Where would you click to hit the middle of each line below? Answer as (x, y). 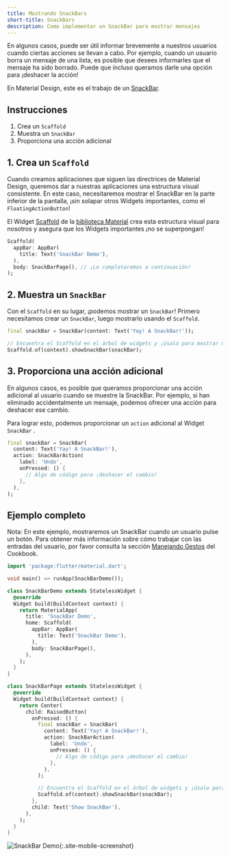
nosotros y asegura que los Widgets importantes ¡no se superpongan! (106, 229)
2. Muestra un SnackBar (57, 295)
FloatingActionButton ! (39, 208)
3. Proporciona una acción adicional (85, 371)
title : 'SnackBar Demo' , (61, 616)
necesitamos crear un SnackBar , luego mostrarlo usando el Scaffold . (103, 319)
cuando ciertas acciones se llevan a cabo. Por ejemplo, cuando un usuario (112, 53)
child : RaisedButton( (56, 712)
